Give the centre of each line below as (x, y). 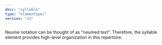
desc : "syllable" (23, 9)
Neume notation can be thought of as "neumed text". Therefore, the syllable (81, 32)
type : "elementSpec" (26, 14)
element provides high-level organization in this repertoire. (64, 37)
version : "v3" (19, 18)
